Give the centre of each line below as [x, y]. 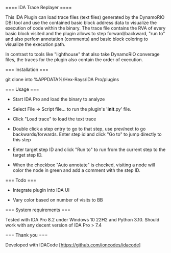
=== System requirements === [38, 210]
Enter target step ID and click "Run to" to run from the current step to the [89, 149]
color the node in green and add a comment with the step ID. [76, 170]
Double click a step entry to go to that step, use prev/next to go [79, 129]
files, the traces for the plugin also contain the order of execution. [74, 60]
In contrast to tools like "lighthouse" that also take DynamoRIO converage [82, 54]
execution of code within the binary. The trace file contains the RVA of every [86, 28]
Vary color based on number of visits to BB [58, 200]
